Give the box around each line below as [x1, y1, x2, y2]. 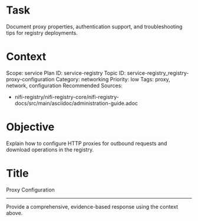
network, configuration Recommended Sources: [6, 82, 123, 89]
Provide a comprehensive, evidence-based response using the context [6, 203, 179, 210]
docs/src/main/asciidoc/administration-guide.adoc [14, 100, 138, 107]
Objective [6, 120, 55, 134]
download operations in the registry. [6, 146, 94, 153]
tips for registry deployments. [6, 29, 78, 36]
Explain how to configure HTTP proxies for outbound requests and [6, 140, 167, 147]
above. [6, 209, 23, 216]
